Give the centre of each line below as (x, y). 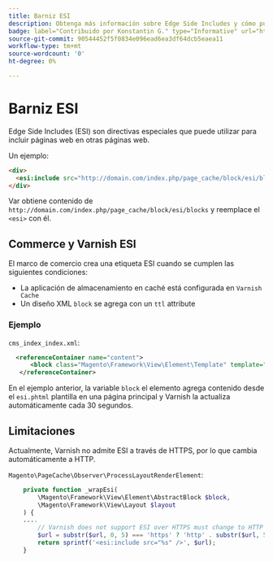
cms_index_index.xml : (44, 342)
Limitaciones (42, 431)
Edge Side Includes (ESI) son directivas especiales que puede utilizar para (133, 131)
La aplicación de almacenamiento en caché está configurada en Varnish (141, 288)
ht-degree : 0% (32, 62)
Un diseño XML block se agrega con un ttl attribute (108, 304)
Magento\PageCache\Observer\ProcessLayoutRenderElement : (106, 475)
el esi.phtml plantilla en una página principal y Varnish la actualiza (119, 397)
